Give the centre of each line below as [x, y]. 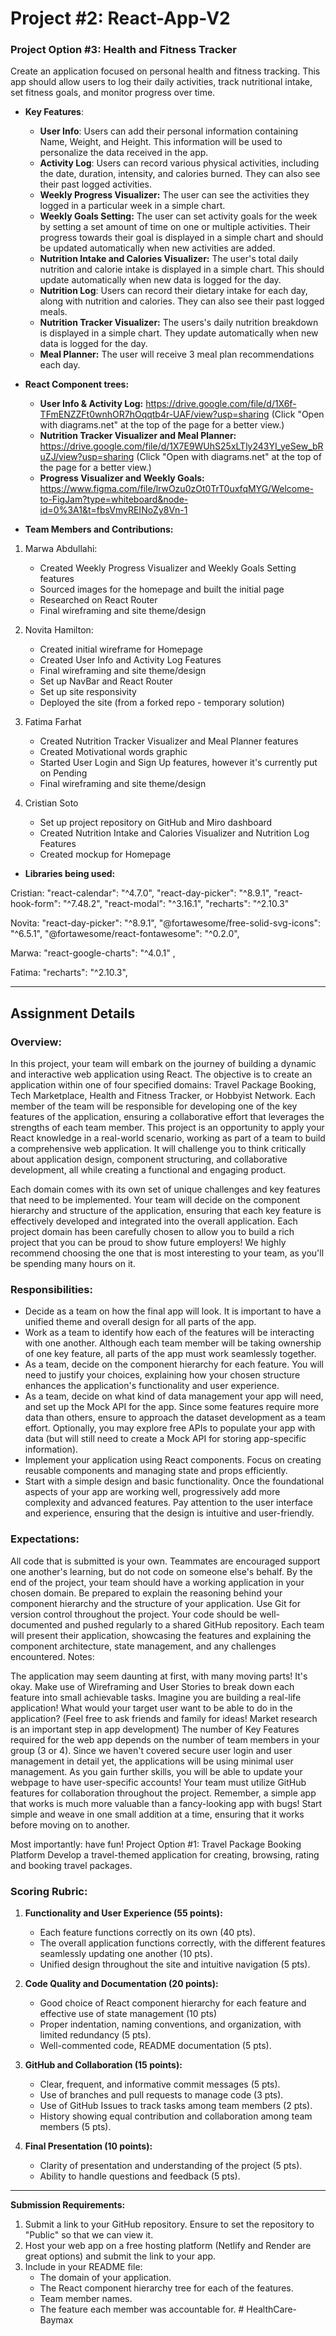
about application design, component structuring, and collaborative [149, 1159]
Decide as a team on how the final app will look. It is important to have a [173, 1311]
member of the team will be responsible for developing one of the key [154, 1106]
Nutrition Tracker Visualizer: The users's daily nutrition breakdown [179, 323]
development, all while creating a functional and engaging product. [148, 1170]
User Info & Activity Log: [91, 404]
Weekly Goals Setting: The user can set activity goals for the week [178, 216]
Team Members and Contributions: [99, 529]
